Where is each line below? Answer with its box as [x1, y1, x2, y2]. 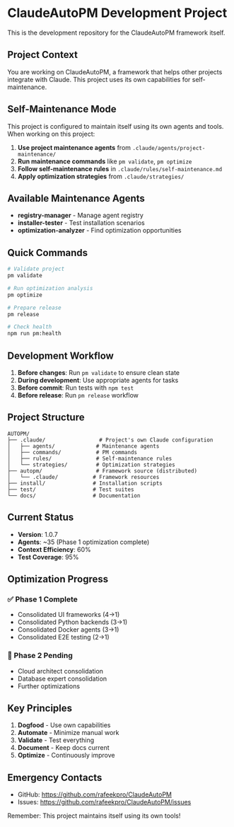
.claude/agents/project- [131, 144, 206, 151]
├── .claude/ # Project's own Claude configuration [7, 436, 213, 444]
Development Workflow [7, 349, 115, 362]
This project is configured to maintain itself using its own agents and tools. [7, 122, 224, 130]
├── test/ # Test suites [7, 486, 134, 493]
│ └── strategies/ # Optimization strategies [7, 461, 175, 468]
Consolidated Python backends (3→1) [17, 618, 128, 627]
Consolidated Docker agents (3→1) [17, 625, 119, 634]
